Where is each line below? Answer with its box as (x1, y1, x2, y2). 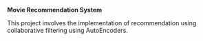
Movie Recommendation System (7, 6, 103, 14)
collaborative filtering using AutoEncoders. (7, 27, 129, 34)
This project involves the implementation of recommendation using (7, 19, 197, 27)
